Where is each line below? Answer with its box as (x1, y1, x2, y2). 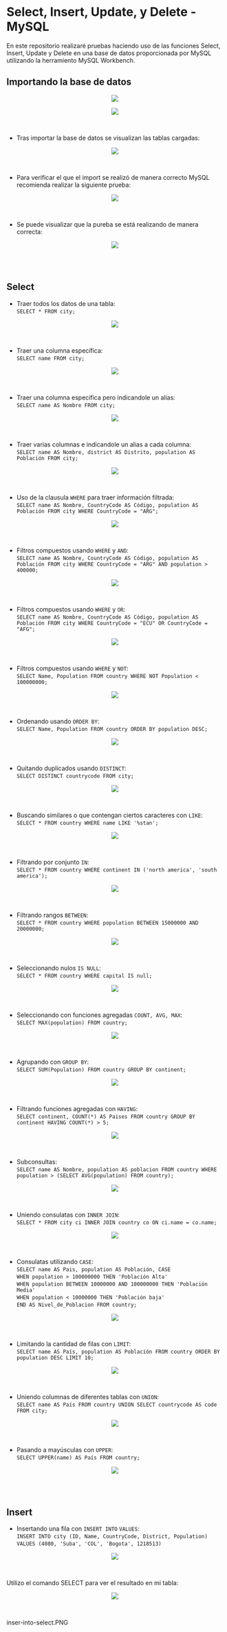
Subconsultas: (16, 1157, 58, 1166)
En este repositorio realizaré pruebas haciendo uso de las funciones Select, (6, 41, 221, 50)
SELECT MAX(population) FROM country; (16, 1019, 128, 1026)
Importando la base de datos (6, 76, 132, 88)
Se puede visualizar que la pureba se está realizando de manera (16, 220, 199, 228)
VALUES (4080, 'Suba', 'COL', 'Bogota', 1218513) (16, 1540, 162, 1547)
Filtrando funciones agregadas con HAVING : (16, 1104, 138, 1113)
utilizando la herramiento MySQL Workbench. (6, 56, 136, 64)
